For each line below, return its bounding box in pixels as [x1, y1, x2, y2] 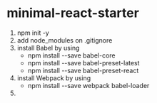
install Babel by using [16, 43, 80, 52]
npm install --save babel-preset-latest [27, 58, 140, 67]
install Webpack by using [16, 73, 91, 82]
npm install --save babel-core [27, 51, 116, 60]
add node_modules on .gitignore [16, 36, 113, 44]
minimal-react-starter [6, 5, 140, 21]
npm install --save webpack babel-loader [27, 81, 150, 90]
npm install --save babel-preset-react [27, 66, 139, 75]
